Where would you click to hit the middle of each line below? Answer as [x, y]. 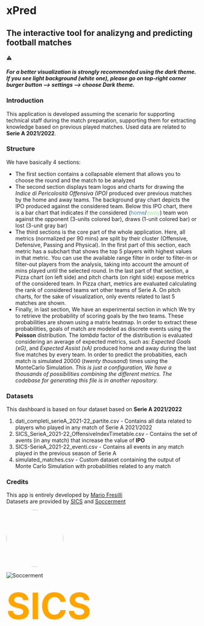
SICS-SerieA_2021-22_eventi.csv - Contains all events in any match [99, 447]
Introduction [25, 101]
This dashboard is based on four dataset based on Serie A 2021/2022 [94, 409]
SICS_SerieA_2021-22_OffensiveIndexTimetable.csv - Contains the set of [106, 434]
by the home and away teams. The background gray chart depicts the [102, 199]
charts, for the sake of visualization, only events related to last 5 [95, 296]
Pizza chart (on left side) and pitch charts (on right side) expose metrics [105, 277]
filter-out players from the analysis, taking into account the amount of [102, 264]
